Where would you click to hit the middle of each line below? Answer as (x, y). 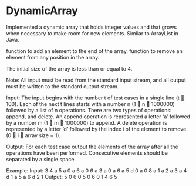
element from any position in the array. (53, 57)
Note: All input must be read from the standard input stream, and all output (96, 80)
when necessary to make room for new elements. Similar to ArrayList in (92, 33)
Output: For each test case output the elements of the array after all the (92, 147)
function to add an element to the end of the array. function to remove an (94, 51)
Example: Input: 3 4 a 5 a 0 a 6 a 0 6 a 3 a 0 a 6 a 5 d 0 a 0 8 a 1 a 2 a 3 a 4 (97, 170)
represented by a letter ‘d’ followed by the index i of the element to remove (96, 129)
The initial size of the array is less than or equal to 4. (69, 68)
